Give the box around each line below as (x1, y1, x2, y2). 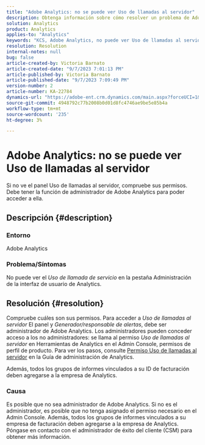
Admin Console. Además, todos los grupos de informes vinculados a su (6, 414, 186, 421)
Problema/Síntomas (6, 260, 67, 268)
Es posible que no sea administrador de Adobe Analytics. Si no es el (6, 401, 178, 408)
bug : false (6, 54, 34, 61)
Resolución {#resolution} (6, 298, 104, 309)
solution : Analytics (6, 20, 59, 26)
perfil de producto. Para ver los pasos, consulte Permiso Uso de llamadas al (6, 347, 197, 354)
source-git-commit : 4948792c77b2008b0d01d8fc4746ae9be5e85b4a (6, 100, 168, 106)
